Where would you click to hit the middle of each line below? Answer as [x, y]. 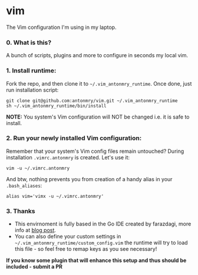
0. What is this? [29, 42]
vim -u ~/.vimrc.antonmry [38, 168]
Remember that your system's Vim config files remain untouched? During [95, 151]
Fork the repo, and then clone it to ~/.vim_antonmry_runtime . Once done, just [99, 83]
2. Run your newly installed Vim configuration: [74, 138]
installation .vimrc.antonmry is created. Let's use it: [68, 157]
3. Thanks [21, 211]
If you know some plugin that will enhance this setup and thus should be [96, 260]
